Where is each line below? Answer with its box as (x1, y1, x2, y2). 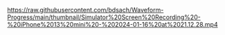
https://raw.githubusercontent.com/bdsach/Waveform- (7, 6, 164, 14)
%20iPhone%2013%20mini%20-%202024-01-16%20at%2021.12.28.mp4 (7, 21, 218, 28)
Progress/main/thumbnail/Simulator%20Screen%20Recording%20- (7, 13, 201, 21)
